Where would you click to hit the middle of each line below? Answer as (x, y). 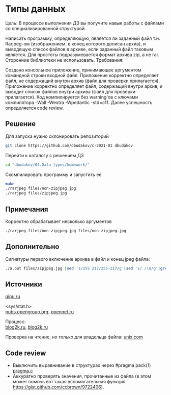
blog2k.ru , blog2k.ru (27, 327)
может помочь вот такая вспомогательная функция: (70, 382)
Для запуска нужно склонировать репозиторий (57, 136)
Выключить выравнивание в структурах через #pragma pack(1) (82, 365)
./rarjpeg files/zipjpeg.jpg (36, 193)
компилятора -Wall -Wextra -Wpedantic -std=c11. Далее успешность (79, 102)
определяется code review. (35, 108)
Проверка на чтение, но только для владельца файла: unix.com (74, 337)
